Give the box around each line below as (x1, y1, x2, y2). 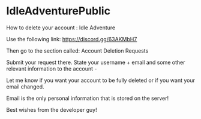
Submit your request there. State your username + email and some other (6, 59, 185, 66)
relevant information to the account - (6, 65, 97, 72)
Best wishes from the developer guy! (6, 106, 97, 113)
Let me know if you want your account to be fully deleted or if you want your (6, 77, 195, 84)
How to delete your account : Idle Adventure (6, 24, 116, 31)
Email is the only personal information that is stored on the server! (6, 94, 169, 102)
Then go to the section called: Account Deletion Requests (6, 47, 149, 54)
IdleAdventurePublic (6, 4, 111, 18)
